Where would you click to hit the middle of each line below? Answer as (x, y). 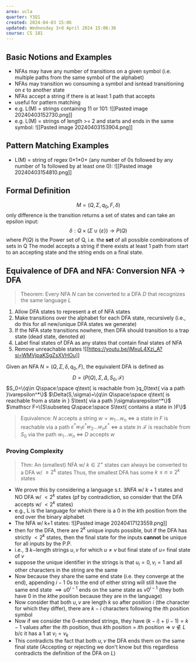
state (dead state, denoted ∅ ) (50, 337)
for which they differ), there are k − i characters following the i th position (102, 608)
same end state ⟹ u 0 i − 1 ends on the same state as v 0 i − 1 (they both (99, 589)
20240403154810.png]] (43, 172)
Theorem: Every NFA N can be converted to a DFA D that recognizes (103, 294)
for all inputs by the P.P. (43, 544)
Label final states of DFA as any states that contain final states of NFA (98, 343)
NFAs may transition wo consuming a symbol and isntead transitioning (99, 83)
